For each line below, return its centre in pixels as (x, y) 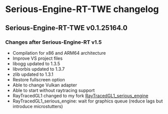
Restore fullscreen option (39, 79)
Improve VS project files (38, 58)
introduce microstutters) (38, 106)
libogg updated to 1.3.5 (36, 63)
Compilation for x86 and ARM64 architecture (59, 53)
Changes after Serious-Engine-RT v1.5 (53, 42)
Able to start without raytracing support (53, 90)
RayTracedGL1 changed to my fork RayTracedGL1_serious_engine (80, 95)
